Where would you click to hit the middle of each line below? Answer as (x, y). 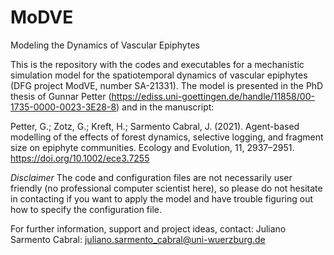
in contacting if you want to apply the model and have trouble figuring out (161, 198)
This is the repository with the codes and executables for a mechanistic (157, 64)
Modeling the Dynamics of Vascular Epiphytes (105, 45)
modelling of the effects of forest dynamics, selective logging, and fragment (167, 137)
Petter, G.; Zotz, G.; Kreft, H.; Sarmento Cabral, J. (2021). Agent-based (155, 126)
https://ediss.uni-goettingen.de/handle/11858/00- (213, 96)
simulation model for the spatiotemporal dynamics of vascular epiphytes (159, 75)
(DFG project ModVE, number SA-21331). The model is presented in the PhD (167, 85)
